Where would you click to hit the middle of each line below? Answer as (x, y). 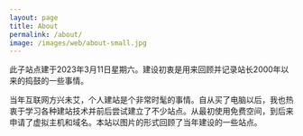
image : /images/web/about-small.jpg (78, 43)
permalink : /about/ (46, 34)
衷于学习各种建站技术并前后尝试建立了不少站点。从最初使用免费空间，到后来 (151, 111)
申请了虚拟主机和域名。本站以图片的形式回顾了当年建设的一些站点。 (136, 122)
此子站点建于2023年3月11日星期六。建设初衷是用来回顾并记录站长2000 (141, 69)
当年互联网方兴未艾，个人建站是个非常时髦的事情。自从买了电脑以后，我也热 (151, 100)
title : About (34, 26)
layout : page (34, 18)
